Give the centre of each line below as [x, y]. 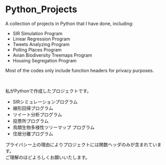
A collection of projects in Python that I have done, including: [69, 23]
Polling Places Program [37, 50]
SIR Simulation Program [38, 33]
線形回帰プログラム [33, 108]
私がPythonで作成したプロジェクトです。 [49, 91]
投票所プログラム [31, 121]
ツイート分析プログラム [37, 114]
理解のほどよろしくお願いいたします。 [50, 157]
